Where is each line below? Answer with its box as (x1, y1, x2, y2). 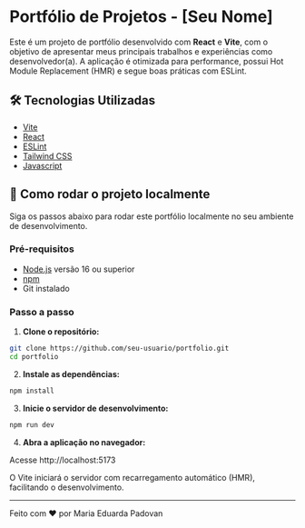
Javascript (22, 160, 63, 171)
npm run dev (9, 420, 54, 429)
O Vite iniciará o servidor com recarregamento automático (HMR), (9, 472, 256, 483)
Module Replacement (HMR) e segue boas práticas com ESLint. (9, 65, 247, 76)
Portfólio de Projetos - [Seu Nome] (9, 6, 274, 27)
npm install (9, 386, 54, 395)
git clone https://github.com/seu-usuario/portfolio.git (9, 344, 230, 354)
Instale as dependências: (22, 368, 120, 379)
